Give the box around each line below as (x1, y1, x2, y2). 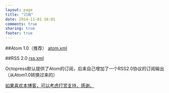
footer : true (5, 31, 33, 36)
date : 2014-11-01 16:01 (5, 17, 56, 22)
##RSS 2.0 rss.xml (5, 55, 44, 61)
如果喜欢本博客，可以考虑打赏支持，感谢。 (5, 82, 94, 88)
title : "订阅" (5, 12, 34, 17)
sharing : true (5, 26, 36, 31)
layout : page (5, 7, 33, 13)
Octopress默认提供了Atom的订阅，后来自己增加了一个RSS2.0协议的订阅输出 (5, 66, 164, 71)
